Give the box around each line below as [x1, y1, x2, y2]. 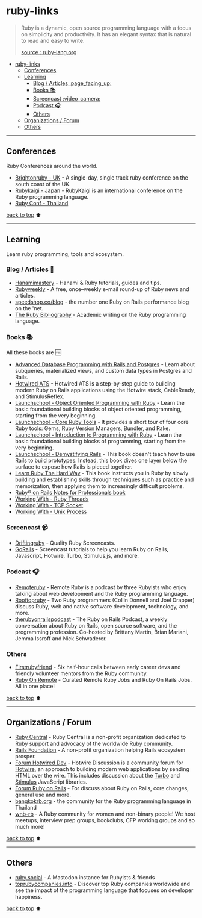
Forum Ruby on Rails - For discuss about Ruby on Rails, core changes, [14, 784, 189, 792]
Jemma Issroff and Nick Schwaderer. [14, 634, 107, 642]
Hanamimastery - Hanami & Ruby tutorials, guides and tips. [14, 279, 162, 286]
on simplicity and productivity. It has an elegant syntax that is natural [20, 30, 191, 37]
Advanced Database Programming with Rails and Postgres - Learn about [14, 361, 195, 368]
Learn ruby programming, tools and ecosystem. [6, 250, 124, 257]
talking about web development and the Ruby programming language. [14, 590, 188, 597]
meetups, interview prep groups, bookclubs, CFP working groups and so [14, 816, 195, 823]
